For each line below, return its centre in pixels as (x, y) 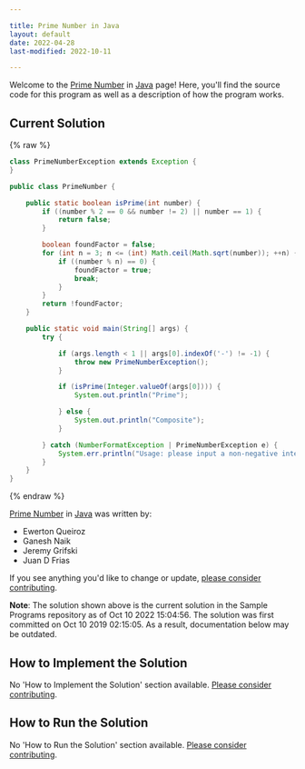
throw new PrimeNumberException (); (141, 362)
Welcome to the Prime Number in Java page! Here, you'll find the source (145, 85)
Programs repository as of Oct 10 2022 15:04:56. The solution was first (142, 615)
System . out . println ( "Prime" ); (131, 395)
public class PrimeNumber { (63, 186)
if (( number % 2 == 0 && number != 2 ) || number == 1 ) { (152, 211)
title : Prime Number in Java (64, 25)
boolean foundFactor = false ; (99, 245)
